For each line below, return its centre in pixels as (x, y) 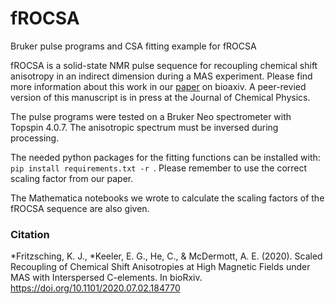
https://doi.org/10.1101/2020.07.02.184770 (95, 288)
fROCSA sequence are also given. (80, 208)
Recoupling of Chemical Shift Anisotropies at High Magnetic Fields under (160, 267)
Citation (30, 234)
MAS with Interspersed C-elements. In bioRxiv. (106, 278)
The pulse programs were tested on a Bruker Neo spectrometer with (151, 116)
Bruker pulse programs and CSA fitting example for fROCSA (133, 46)
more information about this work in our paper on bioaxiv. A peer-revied (158, 86)
